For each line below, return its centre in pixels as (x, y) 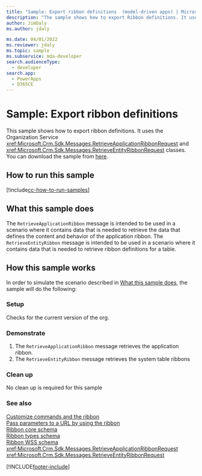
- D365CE (23, 84)
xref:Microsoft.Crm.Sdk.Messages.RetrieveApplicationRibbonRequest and (98, 144)
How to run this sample (50, 175)
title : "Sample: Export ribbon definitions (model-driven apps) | (93, 12)
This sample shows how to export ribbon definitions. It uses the (85, 131)
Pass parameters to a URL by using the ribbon (63, 423)
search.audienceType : (33, 62)
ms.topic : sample (28, 51)
